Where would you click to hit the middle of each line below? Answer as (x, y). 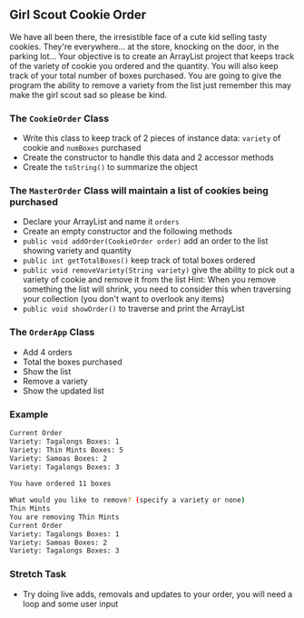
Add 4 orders (47, 352)
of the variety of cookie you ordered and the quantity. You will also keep (144, 65)
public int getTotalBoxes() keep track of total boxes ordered (139, 260)
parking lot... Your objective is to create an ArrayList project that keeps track (152, 56)
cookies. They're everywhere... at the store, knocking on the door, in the (144, 46)
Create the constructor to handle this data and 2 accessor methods (148, 157)
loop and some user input (70, 603)
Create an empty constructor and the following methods (127, 232)
